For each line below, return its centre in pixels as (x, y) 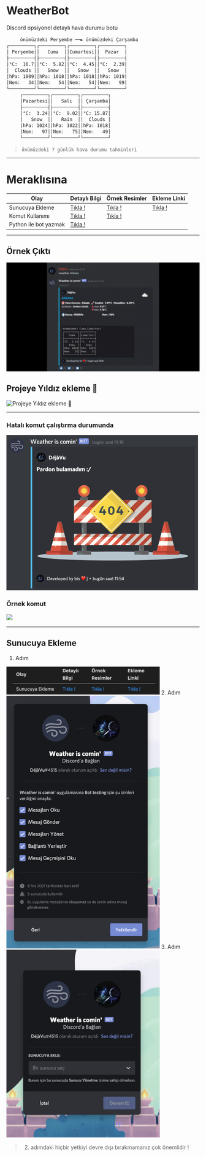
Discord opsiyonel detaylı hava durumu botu (62, 28)
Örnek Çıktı (29, 251)
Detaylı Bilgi (86, 198)
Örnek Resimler (127, 198)
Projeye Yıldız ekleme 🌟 (52, 389)
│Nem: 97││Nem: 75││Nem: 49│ (66, 132)
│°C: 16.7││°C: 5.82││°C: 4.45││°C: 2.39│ (67, 64)
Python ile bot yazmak (37, 225)
